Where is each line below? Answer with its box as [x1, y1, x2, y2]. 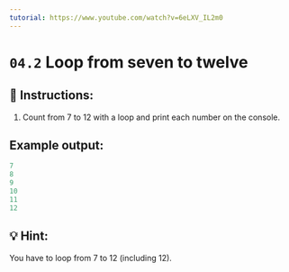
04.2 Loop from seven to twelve [9, 51, 249, 72]
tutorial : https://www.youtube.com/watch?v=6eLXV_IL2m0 [9, 13, 223, 23]
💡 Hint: [9, 229, 49, 244]
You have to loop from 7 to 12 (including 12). [9, 252, 173, 263]
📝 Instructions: [9, 87, 95, 104]
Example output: [9, 138, 104, 153]
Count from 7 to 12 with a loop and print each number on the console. [22, 112, 281, 122]
